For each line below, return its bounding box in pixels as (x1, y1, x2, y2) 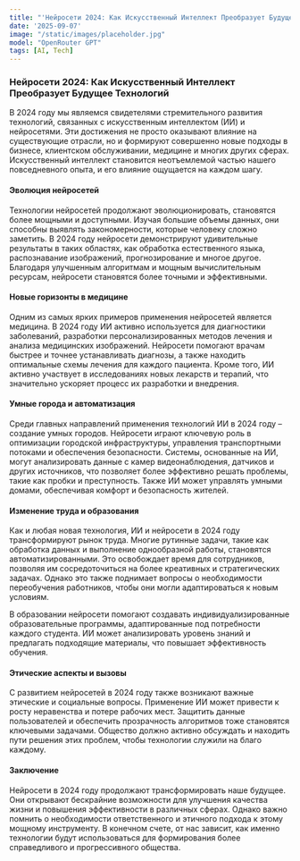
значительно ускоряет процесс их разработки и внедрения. (9, 377, 239, 389)
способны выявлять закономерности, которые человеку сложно (9, 224, 257, 234)
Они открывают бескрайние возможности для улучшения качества (9, 794, 268, 805)
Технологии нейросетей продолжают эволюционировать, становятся (9, 205, 276, 215)
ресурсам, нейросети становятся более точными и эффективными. (9, 271, 268, 282)
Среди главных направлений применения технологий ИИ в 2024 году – (9, 418, 283, 429)
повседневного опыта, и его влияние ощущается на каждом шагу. (9, 165, 263, 175)
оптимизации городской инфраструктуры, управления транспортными (9, 437, 281, 448)
